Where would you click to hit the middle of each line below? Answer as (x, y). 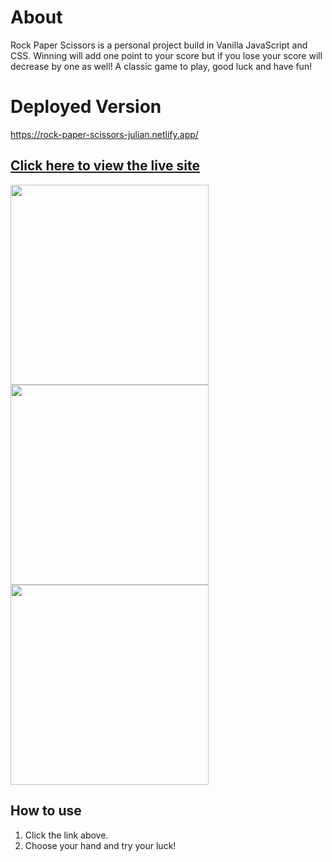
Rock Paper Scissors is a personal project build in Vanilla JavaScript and (159, 45)
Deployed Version (86, 107)
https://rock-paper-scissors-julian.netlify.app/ (104, 134)
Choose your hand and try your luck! (100, 845)
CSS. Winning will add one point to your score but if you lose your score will (166, 55)
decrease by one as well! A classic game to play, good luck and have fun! (161, 66)
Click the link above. (66, 835)
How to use (46, 811)
